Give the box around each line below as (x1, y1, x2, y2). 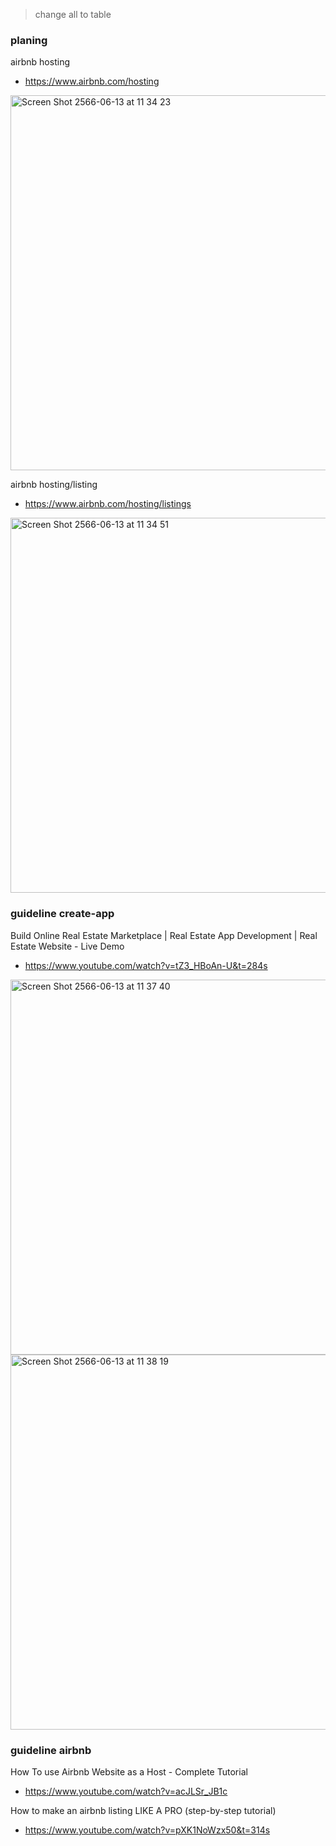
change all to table (34, 9, 112, 20)
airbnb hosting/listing (10, 479, 98, 491)
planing (10, 33, 48, 47)
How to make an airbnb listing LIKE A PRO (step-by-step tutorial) (10, 1804, 277, 1816)
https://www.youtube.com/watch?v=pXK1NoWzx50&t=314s (24, 1824, 271, 1836)
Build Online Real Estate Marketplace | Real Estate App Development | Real (10, 929, 318, 941)
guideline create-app (10, 907, 115, 921)
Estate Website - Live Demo (10, 940, 125, 952)
